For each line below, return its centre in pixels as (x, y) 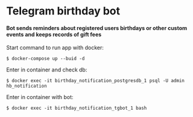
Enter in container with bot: (40, 97)
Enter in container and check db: (47, 70)
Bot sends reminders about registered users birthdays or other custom (97, 28)
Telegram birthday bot (63, 11)
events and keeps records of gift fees (54, 34)
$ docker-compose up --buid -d (46, 59)
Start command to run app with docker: (55, 48)
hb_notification (27, 86)
